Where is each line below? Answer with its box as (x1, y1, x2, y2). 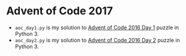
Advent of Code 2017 (6, 4, 113, 18)
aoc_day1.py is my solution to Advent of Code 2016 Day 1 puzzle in (14, 24, 179, 31)
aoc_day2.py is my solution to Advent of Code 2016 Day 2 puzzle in (14, 36, 180, 43)
